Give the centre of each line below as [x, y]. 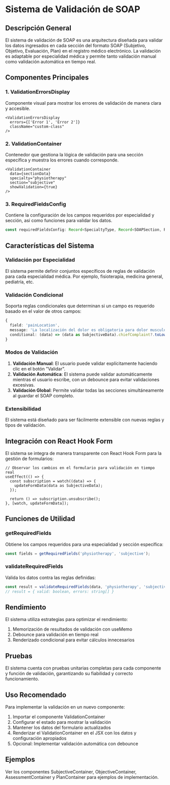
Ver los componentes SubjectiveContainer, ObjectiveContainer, [71, 772]
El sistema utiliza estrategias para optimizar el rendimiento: [67, 619]
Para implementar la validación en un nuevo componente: [65, 707]
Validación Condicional [34, 295]
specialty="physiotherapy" [38, 178]
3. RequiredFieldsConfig [36, 204]
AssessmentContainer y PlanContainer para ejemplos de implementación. [82, 777]
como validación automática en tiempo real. [51, 61]
